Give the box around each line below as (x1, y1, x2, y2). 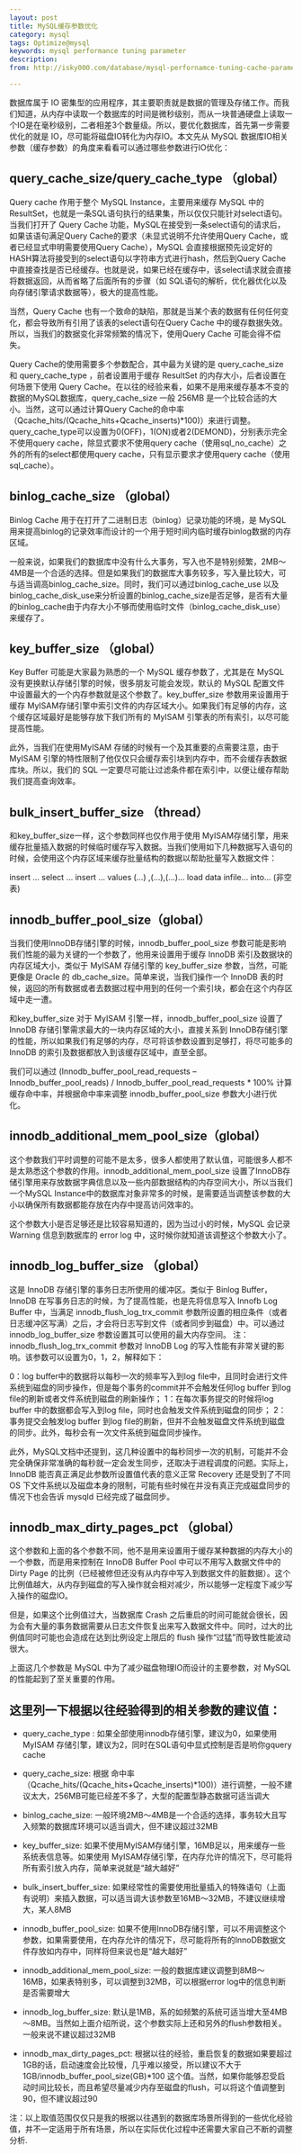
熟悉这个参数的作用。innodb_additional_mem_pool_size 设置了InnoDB (24, 1165, 283, 1176)
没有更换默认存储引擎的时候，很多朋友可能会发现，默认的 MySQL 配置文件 (9, 678, 286, 689)
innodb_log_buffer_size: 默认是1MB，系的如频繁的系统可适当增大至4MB (22, 2006, 288, 2017)
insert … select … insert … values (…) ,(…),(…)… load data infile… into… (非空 (9, 872, 292, 883)
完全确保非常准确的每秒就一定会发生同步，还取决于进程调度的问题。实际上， (9, 1457, 293, 1468)
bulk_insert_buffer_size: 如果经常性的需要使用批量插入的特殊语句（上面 (22, 1882, 286, 1893)
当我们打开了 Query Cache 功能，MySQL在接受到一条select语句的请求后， (9, 219, 286, 230)
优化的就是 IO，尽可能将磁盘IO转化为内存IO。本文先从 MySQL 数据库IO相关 (9, 131, 289, 141)
